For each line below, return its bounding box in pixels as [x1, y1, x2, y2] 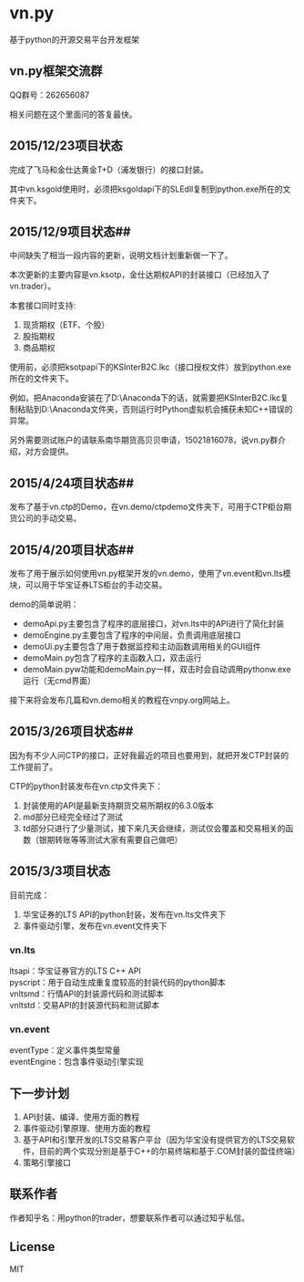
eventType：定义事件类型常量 [9, 1045, 121, 1056]
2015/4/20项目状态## [9, 542, 135, 558]
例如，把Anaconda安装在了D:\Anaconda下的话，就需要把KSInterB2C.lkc [9, 392, 281, 403]
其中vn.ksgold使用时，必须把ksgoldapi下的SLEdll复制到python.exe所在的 [9, 183, 283, 194]
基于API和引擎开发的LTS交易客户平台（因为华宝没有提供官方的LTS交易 [22, 1134, 288, 1145]
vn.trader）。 [9, 281, 56, 292]
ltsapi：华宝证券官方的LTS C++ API [9, 965, 141, 976]
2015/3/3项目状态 [9, 863, 111, 879]
